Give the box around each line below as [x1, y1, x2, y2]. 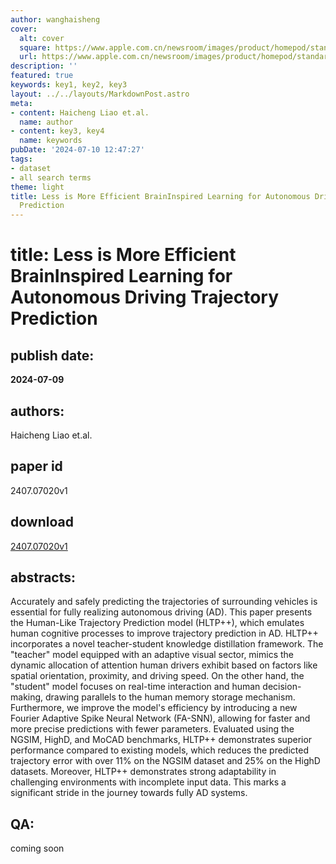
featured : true [10, 71, 74, 81]
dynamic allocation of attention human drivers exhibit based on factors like [10, 659, 318, 671]
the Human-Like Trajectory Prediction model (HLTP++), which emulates [10, 617, 305, 629]
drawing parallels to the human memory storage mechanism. [45, 691, 296, 703]
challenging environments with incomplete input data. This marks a [10, 776, 287, 788]
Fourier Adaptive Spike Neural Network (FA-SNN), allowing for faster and [10, 712, 311, 725]
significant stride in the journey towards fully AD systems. [10, 787, 248, 799]
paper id [10, 458, 63, 475]
